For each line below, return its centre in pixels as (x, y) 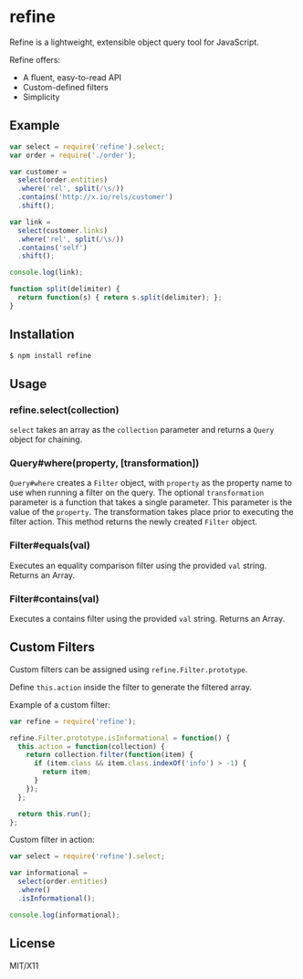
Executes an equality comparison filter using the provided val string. (138, 565)
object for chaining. (46, 439)
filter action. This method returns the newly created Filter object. (134, 521)
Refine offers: (35, 59)
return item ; (67, 772)
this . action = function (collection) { (92, 746)
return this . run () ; (55, 814)
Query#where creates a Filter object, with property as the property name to (151, 483)
